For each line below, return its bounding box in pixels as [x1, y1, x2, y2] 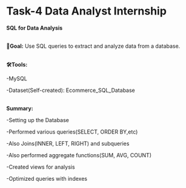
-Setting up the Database [6, 116, 70, 123]
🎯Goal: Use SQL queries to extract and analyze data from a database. [6, 42, 181, 50]
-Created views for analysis [6, 163, 75, 170]
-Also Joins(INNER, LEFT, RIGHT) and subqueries [6, 140, 130, 147]
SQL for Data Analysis [6, 24, 63, 31]
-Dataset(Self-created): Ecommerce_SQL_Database [6, 86, 135, 94]
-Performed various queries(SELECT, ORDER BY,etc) [6, 128, 138, 135]
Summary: [6, 105, 33, 112]
